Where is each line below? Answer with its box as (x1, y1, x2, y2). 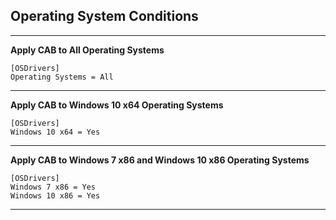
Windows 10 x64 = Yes (10, 127, 101, 137)
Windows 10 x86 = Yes (10, 190, 101, 201)
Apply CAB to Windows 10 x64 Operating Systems (10, 99, 224, 111)
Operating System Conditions (10, 8, 199, 25)
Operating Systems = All (10, 72, 114, 82)
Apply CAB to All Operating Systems (10, 44, 165, 56)
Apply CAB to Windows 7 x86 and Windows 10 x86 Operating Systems (10, 154, 310, 166)
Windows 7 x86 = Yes (10, 182, 97, 192)
